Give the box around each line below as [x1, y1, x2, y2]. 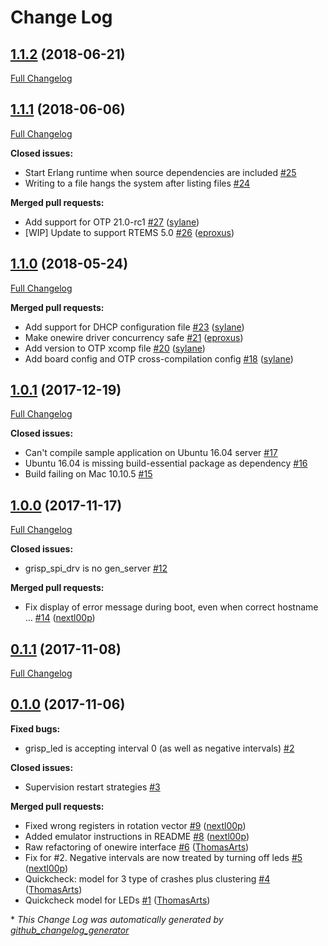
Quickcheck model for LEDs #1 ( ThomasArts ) [24, 894, 211, 906]
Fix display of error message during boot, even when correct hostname [24, 601, 319, 613]
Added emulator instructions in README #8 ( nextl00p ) [24, 830, 250, 842]
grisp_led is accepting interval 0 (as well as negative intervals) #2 [24, 742, 295, 754]
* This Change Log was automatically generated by [10, 913, 224, 925]
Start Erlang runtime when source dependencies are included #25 [24, 166, 297, 178]
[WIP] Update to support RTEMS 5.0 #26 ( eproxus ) [24, 226, 235, 238]
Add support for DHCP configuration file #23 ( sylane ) [24, 321, 245, 333]
